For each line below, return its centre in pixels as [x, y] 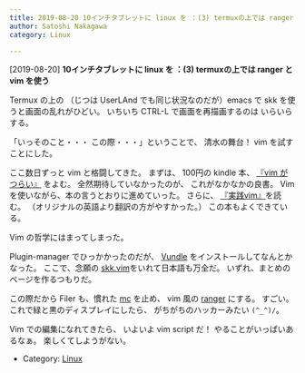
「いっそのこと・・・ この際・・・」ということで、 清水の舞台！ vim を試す [152, 142]
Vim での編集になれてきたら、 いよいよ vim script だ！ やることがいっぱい [148, 329]
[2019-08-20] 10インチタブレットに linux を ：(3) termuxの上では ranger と [151, 70]
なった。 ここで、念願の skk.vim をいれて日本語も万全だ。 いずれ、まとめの [150, 268]
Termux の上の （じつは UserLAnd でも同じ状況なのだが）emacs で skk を [148, 100]
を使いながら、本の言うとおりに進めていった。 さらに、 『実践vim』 [138, 195]
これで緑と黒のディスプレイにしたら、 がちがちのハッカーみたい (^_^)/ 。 [147, 310]
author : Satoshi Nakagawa [58, 26]
